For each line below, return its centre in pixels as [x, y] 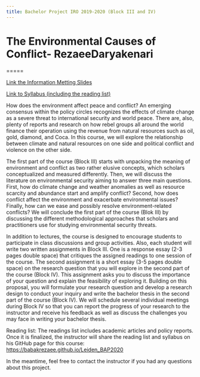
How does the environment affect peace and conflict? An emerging [89, 105]
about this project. [29, 367]
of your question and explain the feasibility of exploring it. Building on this [96, 281]
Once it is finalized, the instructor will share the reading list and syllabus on [98, 337]
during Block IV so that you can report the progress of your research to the [98, 306]
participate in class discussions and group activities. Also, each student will [99, 243]
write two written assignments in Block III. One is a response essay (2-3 [94, 249]
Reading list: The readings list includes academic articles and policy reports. [100, 330]
